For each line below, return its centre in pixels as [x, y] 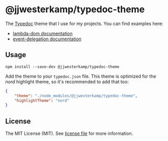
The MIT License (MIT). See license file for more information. [69, 133]
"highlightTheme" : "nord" [42, 101]
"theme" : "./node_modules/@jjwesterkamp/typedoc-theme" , [76, 96]
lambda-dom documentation [43, 33]
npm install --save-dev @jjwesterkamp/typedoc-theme [62, 67]
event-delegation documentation [47, 39]
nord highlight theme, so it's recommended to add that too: [67, 81]
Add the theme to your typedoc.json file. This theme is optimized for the [81, 76]
